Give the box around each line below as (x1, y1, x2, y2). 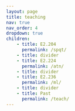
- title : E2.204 (16, 42, 57, 48)
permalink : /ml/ (21, 80, 62, 86)
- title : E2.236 (16, 74, 57, 80)
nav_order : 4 (6, 25, 38, 31)
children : (6, 36, 30, 42)
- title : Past (16, 90, 51, 96)
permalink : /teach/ (21, 96, 69, 102)
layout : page (6, 8, 38, 15)
